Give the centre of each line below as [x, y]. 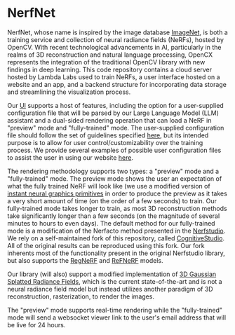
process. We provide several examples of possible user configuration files [114, 150]
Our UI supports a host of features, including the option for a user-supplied [116, 105]
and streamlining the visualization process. [69, 92]
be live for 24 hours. [36, 324]
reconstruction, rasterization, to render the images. [81, 296]
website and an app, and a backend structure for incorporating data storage [117, 84]
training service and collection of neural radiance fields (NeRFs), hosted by [116, 39]
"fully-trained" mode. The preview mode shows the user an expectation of [115, 178]
